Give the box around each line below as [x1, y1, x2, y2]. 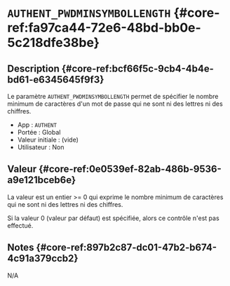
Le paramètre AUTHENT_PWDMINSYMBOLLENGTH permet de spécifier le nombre [7, 93, 219, 100]
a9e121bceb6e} [7, 174, 76, 186]
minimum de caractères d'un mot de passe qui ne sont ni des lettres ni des [7, 100, 223, 108]
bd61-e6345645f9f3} [7, 74, 104, 86]
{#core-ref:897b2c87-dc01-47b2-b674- [36, 242, 217, 254]
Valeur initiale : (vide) [17, 135, 79, 144]
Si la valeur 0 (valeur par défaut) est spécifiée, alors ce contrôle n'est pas [7, 214, 219, 222]
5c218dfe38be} [7, 35, 100, 50]
